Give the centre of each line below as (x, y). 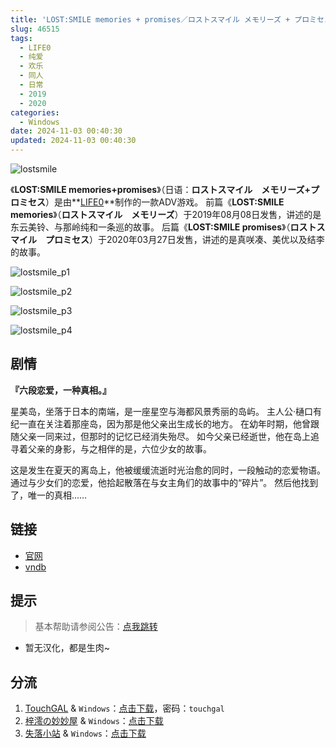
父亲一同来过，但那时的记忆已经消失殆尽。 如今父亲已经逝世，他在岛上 (164, 436)
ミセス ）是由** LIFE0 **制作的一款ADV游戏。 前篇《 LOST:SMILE (151, 202)
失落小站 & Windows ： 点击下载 (85, 733)
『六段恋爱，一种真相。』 (61, 390)
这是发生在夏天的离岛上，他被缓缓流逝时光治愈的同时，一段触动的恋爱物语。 (168, 470)
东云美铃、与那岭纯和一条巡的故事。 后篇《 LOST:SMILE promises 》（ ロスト (163, 227)
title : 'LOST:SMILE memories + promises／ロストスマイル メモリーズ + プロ (160, 19)
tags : (21, 38)
